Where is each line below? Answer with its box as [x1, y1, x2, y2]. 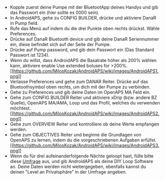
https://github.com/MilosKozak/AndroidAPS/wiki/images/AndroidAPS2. [13, 110, 160, 116]
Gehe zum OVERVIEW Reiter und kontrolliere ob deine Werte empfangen [9, 121, 159, 127]
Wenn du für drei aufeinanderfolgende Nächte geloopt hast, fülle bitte [9, 153, 154, 159]
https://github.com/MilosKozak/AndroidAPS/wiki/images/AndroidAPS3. [13, 142, 159, 148]
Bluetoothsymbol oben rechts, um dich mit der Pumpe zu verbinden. [9, 84, 151, 89]
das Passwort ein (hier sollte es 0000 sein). [9, 9, 100, 15]
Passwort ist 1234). [9, 52, 50, 58]
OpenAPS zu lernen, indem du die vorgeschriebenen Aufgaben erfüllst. [9, 137, 156, 143]
